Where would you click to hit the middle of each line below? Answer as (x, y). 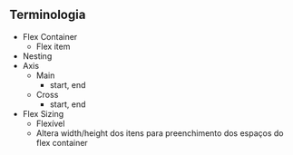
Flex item (53, 46)
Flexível (50, 123)
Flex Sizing (43, 113)
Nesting (37, 56)
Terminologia (48, 15)
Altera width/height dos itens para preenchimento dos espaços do (160, 133)
